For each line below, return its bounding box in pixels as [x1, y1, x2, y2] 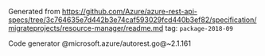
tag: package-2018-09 [165, 24, 233, 32]
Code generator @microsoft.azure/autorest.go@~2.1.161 [8, 39, 191, 48]
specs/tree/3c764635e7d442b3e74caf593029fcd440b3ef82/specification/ [8, 15, 257, 24]
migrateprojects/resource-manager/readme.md [8, 24, 164, 32]
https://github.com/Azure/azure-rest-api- [62, 7, 197, 16]
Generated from [8, 7, 61, 16]
